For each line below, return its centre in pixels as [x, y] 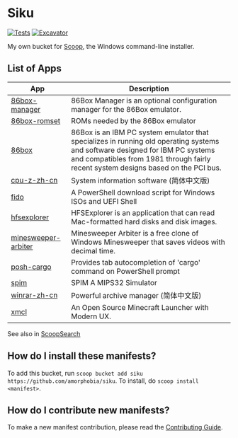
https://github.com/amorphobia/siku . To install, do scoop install [103, 381]
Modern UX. [91, 316]
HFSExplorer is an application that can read [143, 212]
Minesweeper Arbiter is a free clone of [135, 233]
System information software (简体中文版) [140, 180]
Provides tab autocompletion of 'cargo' [135, 262]
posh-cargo [31, 267]
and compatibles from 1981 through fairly [141, 159]
